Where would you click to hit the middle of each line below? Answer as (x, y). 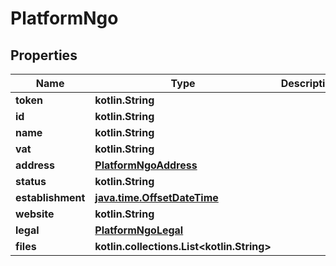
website (35, 214)
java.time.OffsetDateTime (156, 197)
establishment (50, 197)
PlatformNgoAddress (146, 165)
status (31, 181)
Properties (44, 55)
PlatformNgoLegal (139, 230)
